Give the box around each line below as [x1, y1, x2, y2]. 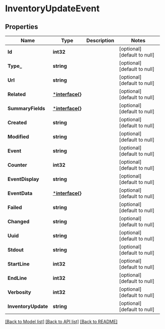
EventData [7, 190, 33, 197]
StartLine [7, 261, 30, 267]
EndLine [7, 275, 27, 281]
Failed [7, 204, 22, 210]
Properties [5, 23, 38, 31]
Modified [7, 133, 29, 140]
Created [7, 119, 27, 126]
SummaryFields [7, 105, 46, 112]
